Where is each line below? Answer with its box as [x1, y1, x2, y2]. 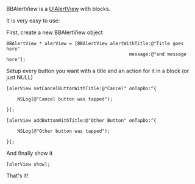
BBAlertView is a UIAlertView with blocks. [6, 5, 111, 12]
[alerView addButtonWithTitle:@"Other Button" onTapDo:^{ [6, 118, 157, 124]
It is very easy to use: [6, 17, 60, 24]
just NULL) [6, 74, 34, 81]
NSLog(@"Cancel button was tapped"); [17, 96, 113, 102]
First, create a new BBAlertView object [6, 29, 103, 36]
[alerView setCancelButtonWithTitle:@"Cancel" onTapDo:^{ [6, 85, 157, 91]
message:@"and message [129, 51, 187, 57]
